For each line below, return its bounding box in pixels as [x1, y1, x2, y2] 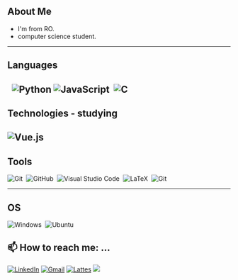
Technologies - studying [7, 107, 118, 119]
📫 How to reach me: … [7, 242, 111, 254]
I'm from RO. [17, 24, 55, 33]
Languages [7, 60, 58, 72]
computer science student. [17, 32, 97, 40]
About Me [7, 6, 52, 18]
